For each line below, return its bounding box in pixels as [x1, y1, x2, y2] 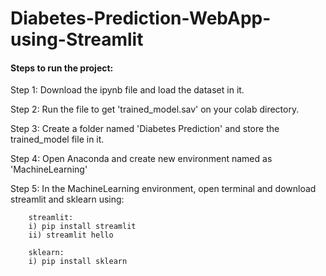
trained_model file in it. [10, 133, 105, 146]
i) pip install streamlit [28, 222, 137, 232]
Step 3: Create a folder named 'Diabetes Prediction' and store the [10, 123, 280, 135]
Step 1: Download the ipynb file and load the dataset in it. [10, 84, 245, 96]
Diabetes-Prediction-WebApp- [10, 7, 272, 30]
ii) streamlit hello [28, 230, 114, 241]
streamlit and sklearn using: [10, 193, 125, 206]
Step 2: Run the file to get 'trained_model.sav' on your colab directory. [10, 103, 300, 116]
